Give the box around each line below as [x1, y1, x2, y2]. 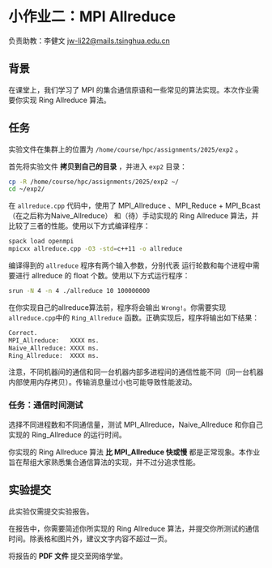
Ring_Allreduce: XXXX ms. [8, 351, 100, 359]
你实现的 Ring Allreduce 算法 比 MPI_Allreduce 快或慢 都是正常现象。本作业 [8, 447, 261, 457]
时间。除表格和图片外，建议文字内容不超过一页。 [8, 533, 172, 544]
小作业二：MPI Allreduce [8, 7, 176, 26]
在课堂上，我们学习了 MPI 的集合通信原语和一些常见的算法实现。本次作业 [8, 84, 253, 94]
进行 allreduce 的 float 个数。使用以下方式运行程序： [15, 271, 190, 281]
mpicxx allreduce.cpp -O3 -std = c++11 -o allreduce [8, 245, 183, 253]
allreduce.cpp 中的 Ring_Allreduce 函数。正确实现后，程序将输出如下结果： [8, 312, 260, 322]
